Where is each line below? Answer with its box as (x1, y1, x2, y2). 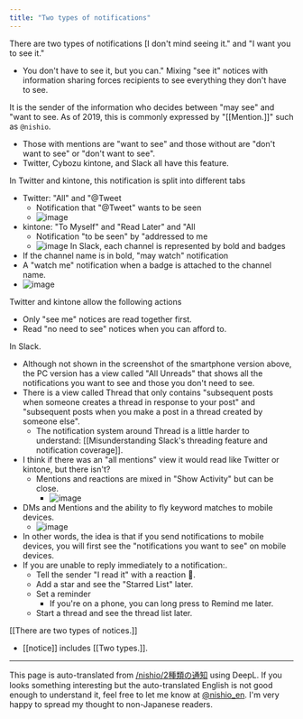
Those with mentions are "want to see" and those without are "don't (22, 138, 276, 149)
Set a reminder (35, 588, 92, 599)
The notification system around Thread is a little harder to (35, 425, 250, 436)
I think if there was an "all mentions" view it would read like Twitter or (22, 454, 280, 465)
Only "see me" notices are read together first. (22, 313, 192, 325)
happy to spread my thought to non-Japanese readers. (9, 698, 214, 709)
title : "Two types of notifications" (9, 13, 151, 23)
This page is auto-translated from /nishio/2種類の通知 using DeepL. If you (9, 669, 282, 680)
